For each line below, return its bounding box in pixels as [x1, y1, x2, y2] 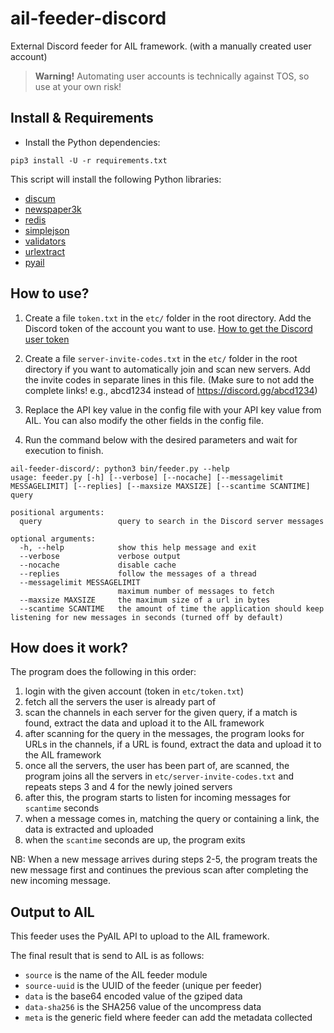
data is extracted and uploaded [24, 823, 154, 836]
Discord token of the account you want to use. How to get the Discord [24, 322, 313, 334]
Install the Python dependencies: [24, 136, 161, 148]
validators [24, 235, 67, 247]
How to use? [10, 285, 90, 302]
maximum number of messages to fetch [117, 586, 275, 596]
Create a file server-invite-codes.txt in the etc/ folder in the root [24, 352, 298, 364]
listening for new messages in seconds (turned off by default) [10, 612, 284, 622]
